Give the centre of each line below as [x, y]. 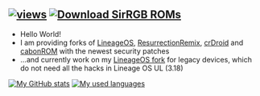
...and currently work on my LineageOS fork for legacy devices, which [136, 59]
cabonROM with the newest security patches [95, 51]
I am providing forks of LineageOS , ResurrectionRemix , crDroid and [132, 42]
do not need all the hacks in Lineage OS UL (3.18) [101, 68]
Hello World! [41, 34]
